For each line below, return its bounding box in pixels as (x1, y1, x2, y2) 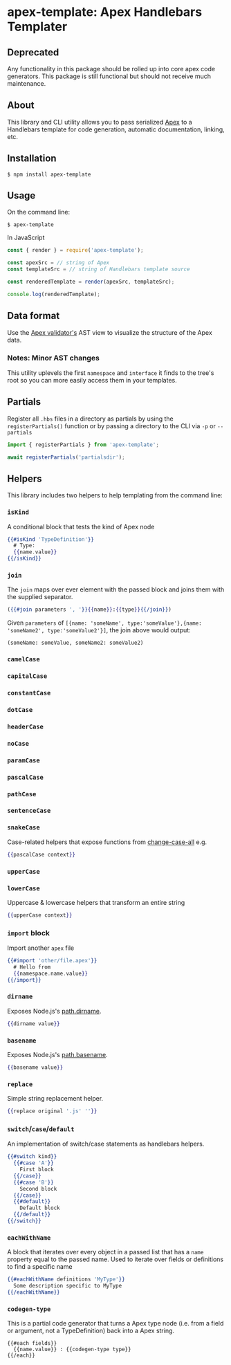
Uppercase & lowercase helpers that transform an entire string (7, 898, 185, 906)
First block (19, 1166, 54, 1173)
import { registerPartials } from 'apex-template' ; (7, 441, 159, 448)
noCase (7, 740, 30, 747)
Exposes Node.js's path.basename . (7, 1051, 109, 1059)
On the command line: (7, 208, 71, 217)
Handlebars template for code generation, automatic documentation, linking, (7, 125, 225, 134)
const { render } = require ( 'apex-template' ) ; (7, 247, 144, 254)
